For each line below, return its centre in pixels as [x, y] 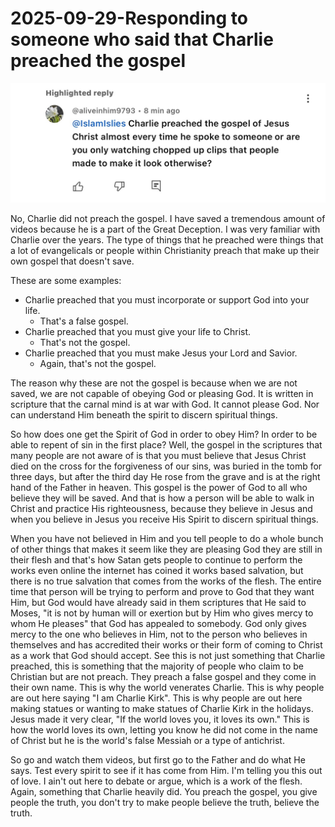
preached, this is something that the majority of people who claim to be [157, 666]
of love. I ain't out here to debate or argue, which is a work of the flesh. [156, 781]
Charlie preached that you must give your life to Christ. [138, 331]
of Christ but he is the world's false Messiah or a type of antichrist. [147, 740]
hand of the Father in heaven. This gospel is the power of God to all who [159, 487]
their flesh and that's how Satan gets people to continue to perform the [156, 559]
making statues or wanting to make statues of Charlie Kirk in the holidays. [162, 708]
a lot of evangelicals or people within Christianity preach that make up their [165, 250]
